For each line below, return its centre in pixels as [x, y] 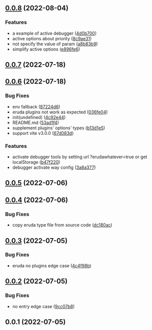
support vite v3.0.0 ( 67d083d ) [43, 133]
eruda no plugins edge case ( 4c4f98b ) [52, 265]
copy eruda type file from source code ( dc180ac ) [62, 225]
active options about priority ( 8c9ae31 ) [52, 38]
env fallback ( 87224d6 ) [36, 107]
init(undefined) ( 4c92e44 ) [39, 117]
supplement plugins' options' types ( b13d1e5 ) [59, 128]
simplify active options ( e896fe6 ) [46, 49]
